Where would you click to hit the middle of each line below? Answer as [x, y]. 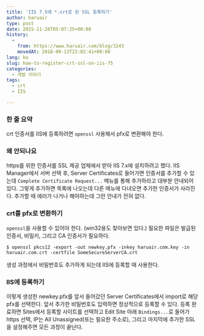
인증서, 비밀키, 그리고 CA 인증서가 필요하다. [58, 235]
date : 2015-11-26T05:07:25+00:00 [49, 29]
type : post [20, 23]
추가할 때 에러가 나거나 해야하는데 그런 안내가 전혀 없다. [80, 196]
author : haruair [27, 18]
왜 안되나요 [22, 152]
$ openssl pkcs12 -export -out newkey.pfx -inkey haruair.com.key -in [98, 247]
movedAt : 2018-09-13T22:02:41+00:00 [64, 52]
